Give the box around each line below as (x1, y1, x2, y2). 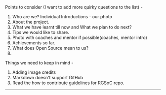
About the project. (12, 19, 49, 25)
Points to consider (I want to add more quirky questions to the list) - (5, 4, 143, 10)
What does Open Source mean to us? (12, 45, 89, 51)
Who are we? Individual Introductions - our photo (12, 14, 113, 19)
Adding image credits (12, 69, 56, 75)
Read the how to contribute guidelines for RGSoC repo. (12, 80, 124, 86)
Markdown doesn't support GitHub (12, 75, 83, 80)
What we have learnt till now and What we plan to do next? (12, 24, 132, 30)
